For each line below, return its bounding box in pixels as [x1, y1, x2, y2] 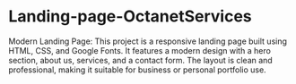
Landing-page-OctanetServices [8, 6, 252, 27]
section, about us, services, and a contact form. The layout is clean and [8, 55, 273, 65]
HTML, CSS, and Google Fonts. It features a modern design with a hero [8, 45, 271, 55]
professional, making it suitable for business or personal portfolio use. [8, 64, 266, 75]
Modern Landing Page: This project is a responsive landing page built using [8, 36, 288, 46]
